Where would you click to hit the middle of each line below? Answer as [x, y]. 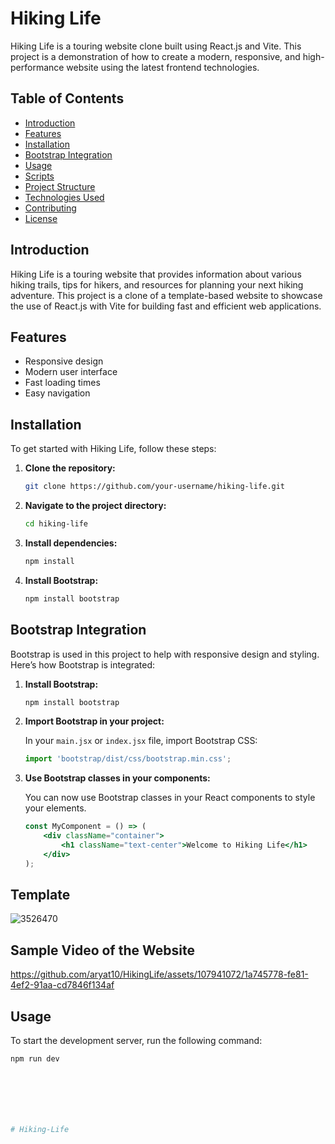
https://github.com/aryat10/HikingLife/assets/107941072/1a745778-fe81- [159, 974]
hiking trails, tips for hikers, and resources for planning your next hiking [157, 284]
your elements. [55, 808]
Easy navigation [57, 393]
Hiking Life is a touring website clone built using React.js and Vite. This [156, 46]
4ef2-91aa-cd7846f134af [62, 985]
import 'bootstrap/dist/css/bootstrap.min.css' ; [128, 759]
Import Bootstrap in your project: [94, 721]
